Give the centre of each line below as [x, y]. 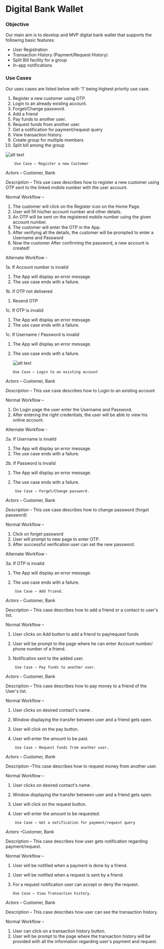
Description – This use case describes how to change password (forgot [77, 510]
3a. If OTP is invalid [25, 563]
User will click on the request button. [50, 804]
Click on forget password [38, 534]
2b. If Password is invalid [31, 463]
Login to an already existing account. [50, 103]
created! [21, 248]
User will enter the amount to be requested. [56, 813]
